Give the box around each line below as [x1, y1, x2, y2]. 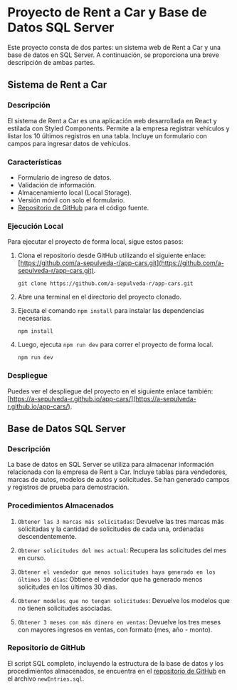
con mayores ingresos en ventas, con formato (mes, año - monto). [17, 625, 213, 634]
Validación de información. [17, 180, 97, 189]
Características [7, 157, 62, 167]
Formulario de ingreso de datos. [17, 172, 112, 182]
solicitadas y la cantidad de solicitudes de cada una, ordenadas [17, 525, 204, 533]
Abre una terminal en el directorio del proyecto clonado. [17, 293, 181, 302]
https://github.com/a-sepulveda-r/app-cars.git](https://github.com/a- [20, 259, 224, 267]
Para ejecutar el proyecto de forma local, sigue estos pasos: [7, 237, 184, 246]
